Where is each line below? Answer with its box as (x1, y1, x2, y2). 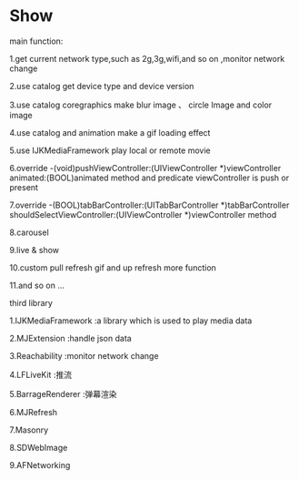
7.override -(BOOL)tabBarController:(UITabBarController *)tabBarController (9, 199, 290, 210)
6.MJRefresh (9, 406, 57, 417)
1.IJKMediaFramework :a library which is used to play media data (9, 315, 253, 326)
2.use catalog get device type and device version (9, 80, 194, 91)
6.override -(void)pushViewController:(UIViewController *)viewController (9, 162, 282, 173)
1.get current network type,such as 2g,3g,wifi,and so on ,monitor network (9, 53, 285, 64)
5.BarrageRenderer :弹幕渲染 (9, 388, 117, 399)
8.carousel (9, 227, 50, 238)
